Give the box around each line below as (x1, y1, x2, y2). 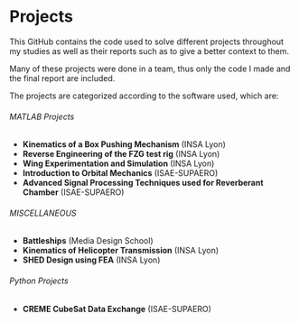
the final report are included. (9, 72, 116, 83)
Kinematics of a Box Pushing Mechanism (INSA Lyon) (22, 139, 226, 150)
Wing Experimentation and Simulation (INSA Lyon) (22, 158, 215, 169)
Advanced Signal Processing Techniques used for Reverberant (22, 178, 264, 189)
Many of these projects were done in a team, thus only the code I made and (9, 63, 291, 74)
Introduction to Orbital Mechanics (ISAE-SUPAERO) (22, 168, 219, 179)
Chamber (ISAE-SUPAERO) (22, 187, 125, 198)
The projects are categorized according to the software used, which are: (9, 90, 279, 101)
